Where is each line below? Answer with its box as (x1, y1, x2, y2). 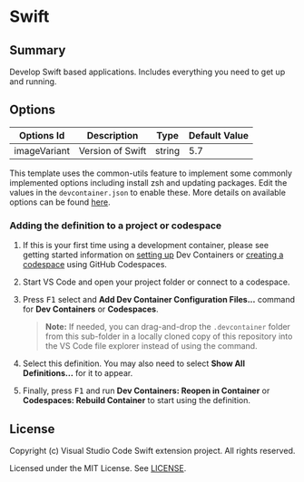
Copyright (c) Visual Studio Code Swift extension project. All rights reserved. (9, 445, 296, 456)
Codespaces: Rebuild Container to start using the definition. (22, 395, 251, 406)
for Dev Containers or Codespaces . (22, 304, 159, 314)
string (155, 144, 181, 157)
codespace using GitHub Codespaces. (22, 259, 168, 270)
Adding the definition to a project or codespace (9, 219, 222, 232)
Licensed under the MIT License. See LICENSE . (9, 462, 187, 473)
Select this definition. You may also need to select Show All (22, 358, 245, 369)
